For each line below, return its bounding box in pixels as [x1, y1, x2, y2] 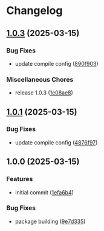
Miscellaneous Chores [6, 75, 74, 84]
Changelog [6, 4, 63, 18]
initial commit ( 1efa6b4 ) [15, 188, 74, 196]
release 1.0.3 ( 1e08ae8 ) [15, 89, 74, 96]
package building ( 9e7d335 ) [15, 218, 86, 225]
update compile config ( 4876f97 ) [15, 138, 98, 146]
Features [6, 175, 33, 183]
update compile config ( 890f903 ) [15, 60, 99, 67]
